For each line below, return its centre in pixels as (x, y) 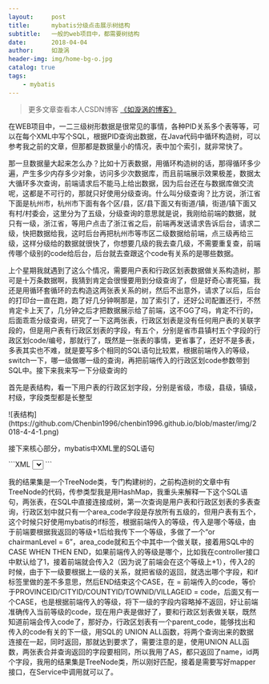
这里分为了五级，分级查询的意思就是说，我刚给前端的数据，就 (155, 213)
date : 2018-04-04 (48, 42)
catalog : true (32, 68)
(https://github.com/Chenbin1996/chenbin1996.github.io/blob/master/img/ (130, 423)
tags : (17, 76)
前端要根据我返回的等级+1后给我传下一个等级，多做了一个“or (115, 531)
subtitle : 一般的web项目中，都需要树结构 (74, 34)
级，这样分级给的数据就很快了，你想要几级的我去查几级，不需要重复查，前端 (134, 243)
